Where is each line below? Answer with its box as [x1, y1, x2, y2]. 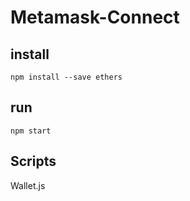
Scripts [10, 153, 57, 170]
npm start [10, 126, 52, 136]
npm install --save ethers [10, 72, 123, 82]
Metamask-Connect [10, 6, 180, 29]
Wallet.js [10, 179, 46, 191]
